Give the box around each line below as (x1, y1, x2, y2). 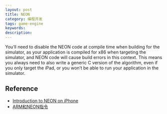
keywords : (5, 26, 26, 31)
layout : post (5, 7, 32, 12)
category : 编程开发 (5, 16, 43, 21)
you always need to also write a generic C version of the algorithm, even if (5, 60, 158, 65)
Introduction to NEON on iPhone (12, 98, 79, 104)
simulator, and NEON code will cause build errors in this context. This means (5, 55, 163, 60)
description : (5, 30, 32, 35)
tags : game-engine (5, 21, 43, 26)
